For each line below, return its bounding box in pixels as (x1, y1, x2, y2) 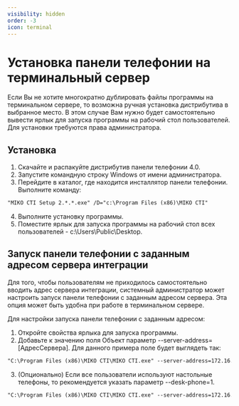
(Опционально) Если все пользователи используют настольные (17, 370, 213, 378)
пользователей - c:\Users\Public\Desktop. (17, 227, 143, 236)
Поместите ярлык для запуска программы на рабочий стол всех (17, 220, 216, 228)
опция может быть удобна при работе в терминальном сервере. (7, 301, 205, 309)
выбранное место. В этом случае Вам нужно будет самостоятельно (7, 108, 216, 117)
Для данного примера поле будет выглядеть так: (71, 343, 222, 352)
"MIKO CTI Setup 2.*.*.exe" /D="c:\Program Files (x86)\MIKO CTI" (7, 199, 208, 207)
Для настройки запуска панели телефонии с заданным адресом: (7, 314, 206, 323)
